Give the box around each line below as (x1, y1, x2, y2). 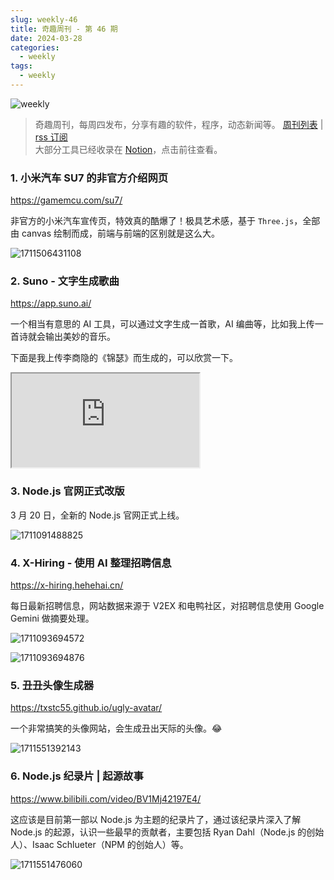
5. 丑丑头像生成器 (10, 678, 95, 692)
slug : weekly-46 (10, 14, 78, 25)
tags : (10, 61, 33, 71)
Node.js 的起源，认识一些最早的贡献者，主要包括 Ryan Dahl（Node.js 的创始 (10, 826, 325, 838)
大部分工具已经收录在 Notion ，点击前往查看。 (34, 143, 223, 155)
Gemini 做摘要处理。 (10, 612, 95, 625)
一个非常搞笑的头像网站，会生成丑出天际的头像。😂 (10, 722, 223, 735)
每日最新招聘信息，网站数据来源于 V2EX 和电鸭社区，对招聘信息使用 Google (10, 600, 325, 612)
